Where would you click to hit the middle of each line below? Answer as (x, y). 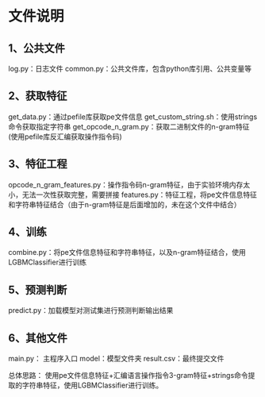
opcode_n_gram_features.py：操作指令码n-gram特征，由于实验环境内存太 (129, 184)
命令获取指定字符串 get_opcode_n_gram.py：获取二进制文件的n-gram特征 (129, 126)
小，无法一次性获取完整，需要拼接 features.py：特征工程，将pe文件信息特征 (133, 195)
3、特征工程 (38, 164)
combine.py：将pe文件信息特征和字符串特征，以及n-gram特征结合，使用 (127, 252)
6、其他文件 (38, 338)
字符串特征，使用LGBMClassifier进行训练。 (92, 385)
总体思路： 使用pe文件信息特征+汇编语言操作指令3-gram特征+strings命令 (128, 376)
